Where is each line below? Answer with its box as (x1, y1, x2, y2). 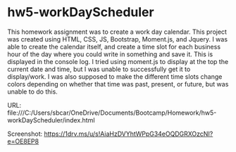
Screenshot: (7, 129, 43, 138)
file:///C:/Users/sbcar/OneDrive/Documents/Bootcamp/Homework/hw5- (7, 108, 217, 117)
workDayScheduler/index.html (7, 115, 95, 124)
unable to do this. (7, 87, 58, 96)
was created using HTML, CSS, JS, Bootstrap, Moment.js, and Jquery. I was (7, 34, 228, 43)
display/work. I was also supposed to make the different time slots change (7, 72, 223, 81)
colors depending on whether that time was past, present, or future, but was (7, 80, 229, 88)
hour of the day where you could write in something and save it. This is (7, 50, 213, 58)
